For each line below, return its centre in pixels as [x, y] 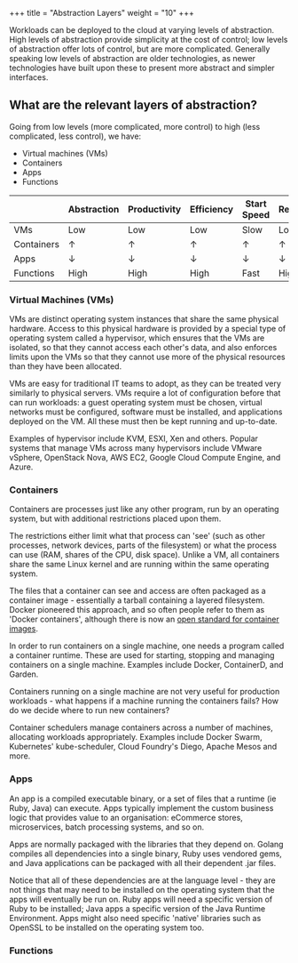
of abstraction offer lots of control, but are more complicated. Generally [140, 49]
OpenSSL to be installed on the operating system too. [107, 927]
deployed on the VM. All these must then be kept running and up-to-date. [143, 421]
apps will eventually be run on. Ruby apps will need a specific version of [141, 899]
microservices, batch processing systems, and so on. [107, 827]
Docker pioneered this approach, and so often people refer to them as [137, 610]
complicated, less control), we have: [75, 136]
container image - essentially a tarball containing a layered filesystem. [137, 600]
